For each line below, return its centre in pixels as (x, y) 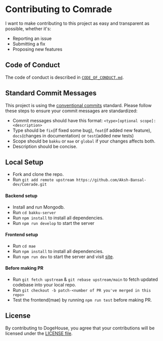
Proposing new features (37, 49)
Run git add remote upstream (43, 180)
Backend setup (21, 196)
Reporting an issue (32, 38)
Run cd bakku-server (34, 212)
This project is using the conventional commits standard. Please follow (78, 105)
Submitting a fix (29, 43)
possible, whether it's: (28, 28)
